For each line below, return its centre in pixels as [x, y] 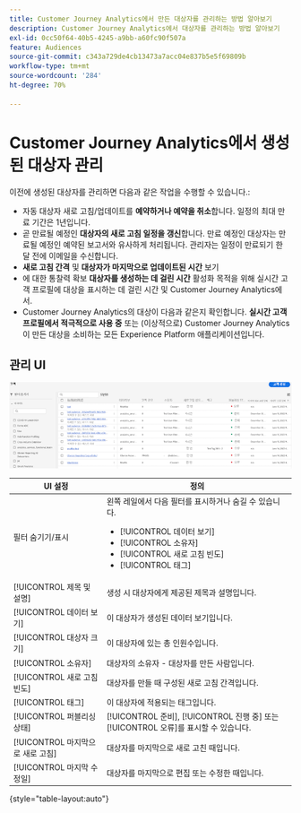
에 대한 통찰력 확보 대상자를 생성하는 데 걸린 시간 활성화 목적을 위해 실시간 [150, 278]
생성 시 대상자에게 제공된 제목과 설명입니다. [181, 592]
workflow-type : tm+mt [50, 66]
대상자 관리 [65, 165]
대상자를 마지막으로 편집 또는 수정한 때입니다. [185, 773]
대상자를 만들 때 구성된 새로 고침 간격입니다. [182, 682]
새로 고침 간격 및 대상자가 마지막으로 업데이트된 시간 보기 [120, 267]
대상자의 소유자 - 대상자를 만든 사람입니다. [181, 662]
